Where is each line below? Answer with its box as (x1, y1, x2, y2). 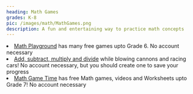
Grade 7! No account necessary (6, 81, 87, 89)
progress (6, 68, 29, 76)
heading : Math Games (6, 8, 59, 15)
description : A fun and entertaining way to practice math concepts (6, 25, 184, 32)
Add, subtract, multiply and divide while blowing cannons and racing (14, 55, 186, 62)
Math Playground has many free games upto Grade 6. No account (14, 42, 180, 50)
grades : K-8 (6, 15, 37, 21)
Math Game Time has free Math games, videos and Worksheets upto (14, 75, 188, 82)
